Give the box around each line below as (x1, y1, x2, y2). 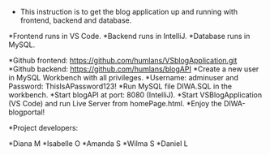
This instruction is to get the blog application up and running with (19, 7, 238, 16)
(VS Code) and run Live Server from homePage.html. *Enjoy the (8, 99, 222, 108)
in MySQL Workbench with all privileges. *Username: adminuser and (8, 73, 239, 82)
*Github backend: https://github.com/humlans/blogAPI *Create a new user (8, 64, 259, 74)
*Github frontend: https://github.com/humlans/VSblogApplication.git (8, 56, 238, 65)
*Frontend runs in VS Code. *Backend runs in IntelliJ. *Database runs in (8, 32, 251, 41)
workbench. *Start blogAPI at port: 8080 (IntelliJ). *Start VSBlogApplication (8, 90, 263, 100)
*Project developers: (8, 123, 79, 132)
